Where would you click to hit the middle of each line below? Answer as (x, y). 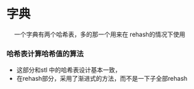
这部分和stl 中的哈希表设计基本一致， (69, 70)
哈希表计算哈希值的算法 (45, 53)
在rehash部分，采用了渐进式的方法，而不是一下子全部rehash (102, 79)
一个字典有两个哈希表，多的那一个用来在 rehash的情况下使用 (100, 34)
